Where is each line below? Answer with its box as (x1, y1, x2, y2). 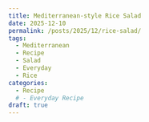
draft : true (8, 101, 48, 109)
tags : (8, 34, 26, 43)
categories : (8, 79, 48, 87)
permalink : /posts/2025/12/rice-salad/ (8, 26, 142, 35)
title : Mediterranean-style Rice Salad (8, 11, 142, 20)
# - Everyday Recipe (15, 94, 84, 102)
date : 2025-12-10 (8, 19, 66, 27)
